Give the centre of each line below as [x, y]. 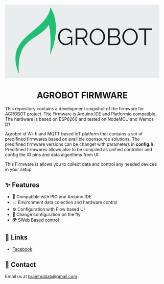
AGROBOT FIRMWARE [82, 95]
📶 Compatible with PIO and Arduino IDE [52, 197]
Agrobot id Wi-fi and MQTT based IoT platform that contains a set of [74, 134]
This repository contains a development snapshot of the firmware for [75, 109]
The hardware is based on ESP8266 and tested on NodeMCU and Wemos [80, 119]
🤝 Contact [21, 265]
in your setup [18, 169]
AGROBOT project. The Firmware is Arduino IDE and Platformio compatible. [81, 114]
